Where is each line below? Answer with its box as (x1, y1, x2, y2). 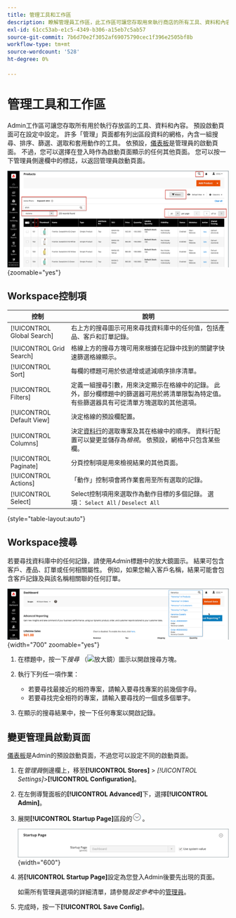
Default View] (10, 416, 51, 424)
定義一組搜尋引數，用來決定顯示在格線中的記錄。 (71, 381, 213, 389)
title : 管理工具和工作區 (7, 11, 72, 18)
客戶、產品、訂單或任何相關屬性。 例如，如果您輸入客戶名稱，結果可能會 (7, 565, 218, 574)
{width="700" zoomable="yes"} (7, 641, 100, 649)
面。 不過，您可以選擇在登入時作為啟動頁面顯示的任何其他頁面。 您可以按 (7, 147, 220, 156)
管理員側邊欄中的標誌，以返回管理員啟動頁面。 (13, 156, 149, 164)
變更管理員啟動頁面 (7, 731, 91, 743)
